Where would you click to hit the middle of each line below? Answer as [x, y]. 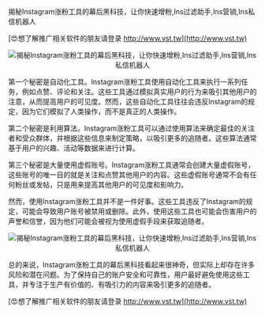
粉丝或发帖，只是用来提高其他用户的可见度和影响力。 [101, 185]
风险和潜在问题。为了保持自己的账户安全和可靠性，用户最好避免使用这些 [125, 274]
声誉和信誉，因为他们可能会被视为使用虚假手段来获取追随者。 [108, 221]
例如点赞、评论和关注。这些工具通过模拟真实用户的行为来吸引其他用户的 [139, 92]
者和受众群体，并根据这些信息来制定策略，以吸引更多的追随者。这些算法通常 [132, 138]
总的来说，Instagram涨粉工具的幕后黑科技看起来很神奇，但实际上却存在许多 [131, 265]
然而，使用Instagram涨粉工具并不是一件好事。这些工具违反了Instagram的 [127, 201]
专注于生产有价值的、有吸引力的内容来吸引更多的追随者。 [122, 284]
